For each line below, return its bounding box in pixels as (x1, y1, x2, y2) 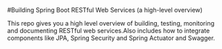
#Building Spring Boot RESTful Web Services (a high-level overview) (7, 6, 203, 14)
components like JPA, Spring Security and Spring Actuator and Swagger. (7, 34, 215, 42)
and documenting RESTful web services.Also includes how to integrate (7, 27, 210, 35)
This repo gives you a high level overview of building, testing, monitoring (7, 19, 215, 27)
